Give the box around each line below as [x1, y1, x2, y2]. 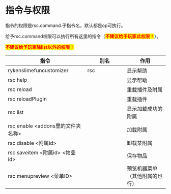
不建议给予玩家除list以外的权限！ [5, 44, 75, 50]
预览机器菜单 [127, 165, 158, 172]
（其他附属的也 [127, 172, 163, 179]
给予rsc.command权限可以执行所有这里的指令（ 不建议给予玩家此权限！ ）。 [5, 33, 161, 39]
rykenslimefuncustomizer [8, 67, 69, 74]
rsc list [8, 109, 24, 116]
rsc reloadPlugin [8, 95, 47, 102]
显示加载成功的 [127, 105, 163, 112]
